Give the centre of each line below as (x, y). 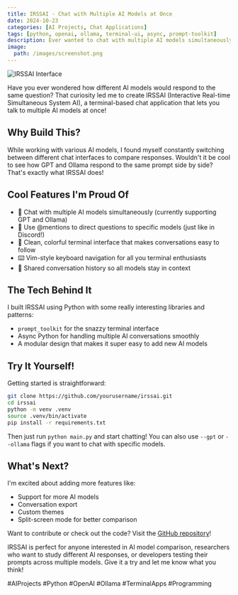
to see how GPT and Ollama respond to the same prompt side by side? (110, 165)
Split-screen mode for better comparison (77, 520)
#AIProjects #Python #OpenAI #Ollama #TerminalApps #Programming (110, 584)
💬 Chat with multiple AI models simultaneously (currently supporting (117, 212)
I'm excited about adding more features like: (72, 483)
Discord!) (31, 235)
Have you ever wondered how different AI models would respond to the (112, 87)
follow (27, 250)
